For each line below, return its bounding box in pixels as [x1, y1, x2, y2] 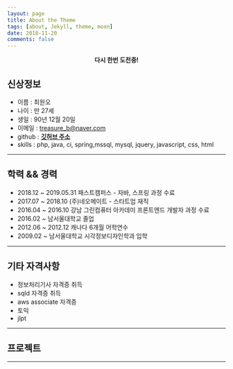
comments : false [7, 36, 54, 43]
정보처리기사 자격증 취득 [17, 280, 83, 289]
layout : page [7, 10, 45, 17]
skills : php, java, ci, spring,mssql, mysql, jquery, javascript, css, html [17, 140, 214, 148]
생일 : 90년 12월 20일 [17, 115, 76, 123]
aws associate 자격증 [17, 298, 77, 306]
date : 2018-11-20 [7, 29, 58, 37]
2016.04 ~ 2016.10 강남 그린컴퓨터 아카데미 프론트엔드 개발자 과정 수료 [17, 205, 210, 214]
